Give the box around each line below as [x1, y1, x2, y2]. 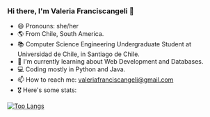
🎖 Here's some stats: [17, 86, 77, 94]
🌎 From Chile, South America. [17, 30, 104, 38]
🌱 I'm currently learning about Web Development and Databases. [17, 57, 204, 66]
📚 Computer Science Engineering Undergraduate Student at [17, 40, 191, 48]
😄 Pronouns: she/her [17, 22, 79, 30]
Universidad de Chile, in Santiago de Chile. [17, 50, 140, 58]
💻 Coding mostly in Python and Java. [17, 65, 126, 73]
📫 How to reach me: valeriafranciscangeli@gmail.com [17, 75, 174, 84]
